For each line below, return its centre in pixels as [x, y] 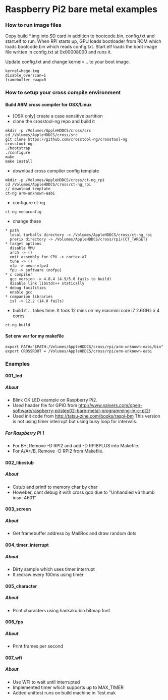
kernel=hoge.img [22, 71]
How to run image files [33, 25]
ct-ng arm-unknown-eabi [30, 193]
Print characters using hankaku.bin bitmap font [61, 610]
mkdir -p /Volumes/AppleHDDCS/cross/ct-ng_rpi [55, 180]
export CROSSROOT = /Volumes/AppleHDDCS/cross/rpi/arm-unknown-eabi [79, 351]
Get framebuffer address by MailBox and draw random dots [74, 534]
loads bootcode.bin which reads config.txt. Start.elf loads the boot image [81, 47]
